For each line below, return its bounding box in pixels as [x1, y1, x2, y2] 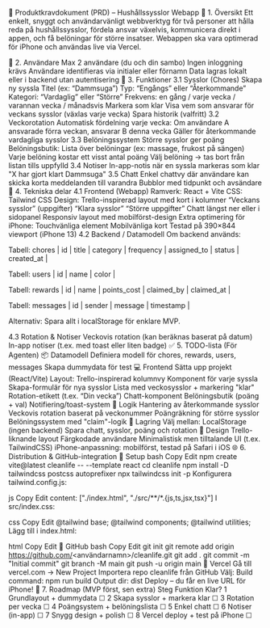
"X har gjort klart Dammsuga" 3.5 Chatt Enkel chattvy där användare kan [8, 170, 250, 179]
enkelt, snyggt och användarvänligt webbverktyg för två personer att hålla [8, 16, 255, 26]
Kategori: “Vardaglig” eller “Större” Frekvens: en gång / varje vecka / [8, 92, 236, 101]
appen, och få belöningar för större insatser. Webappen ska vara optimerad [8, 33, 259, 43]
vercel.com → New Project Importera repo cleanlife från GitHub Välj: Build [8, 567, 253, 577]
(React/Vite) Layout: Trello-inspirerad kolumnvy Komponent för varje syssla [8, 374, 258, 383]
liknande [8, 434, 37, 444]
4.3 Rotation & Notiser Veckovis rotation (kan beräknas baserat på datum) [8, 332, 253, 341]
